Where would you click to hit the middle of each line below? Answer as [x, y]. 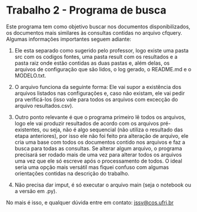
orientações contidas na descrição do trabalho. [72, 173]
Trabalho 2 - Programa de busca [86, 10]
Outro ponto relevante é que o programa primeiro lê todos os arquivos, [100, 117]
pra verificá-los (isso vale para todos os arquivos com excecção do [96, 99]
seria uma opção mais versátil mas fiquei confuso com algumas [92, 167]
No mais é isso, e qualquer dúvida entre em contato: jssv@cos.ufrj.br [90, 202]
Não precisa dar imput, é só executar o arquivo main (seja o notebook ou [103, 185]
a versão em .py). [36, 191]
